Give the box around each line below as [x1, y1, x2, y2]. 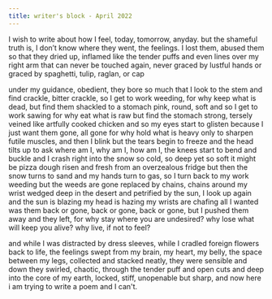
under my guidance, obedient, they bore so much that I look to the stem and [8, 84, 263, 94]
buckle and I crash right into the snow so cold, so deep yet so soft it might [8, 154, 257, 163]
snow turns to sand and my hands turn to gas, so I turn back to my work [8, 171, 249, 180]
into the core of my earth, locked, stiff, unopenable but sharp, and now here [8, 273, 261, 283]
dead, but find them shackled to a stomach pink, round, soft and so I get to [8, 102, 258, 111]
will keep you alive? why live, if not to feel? [8, 223, 151, 232]
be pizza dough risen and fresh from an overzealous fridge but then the [8, 162, 248, 171]
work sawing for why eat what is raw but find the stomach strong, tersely [8, 110, 253, 120]
